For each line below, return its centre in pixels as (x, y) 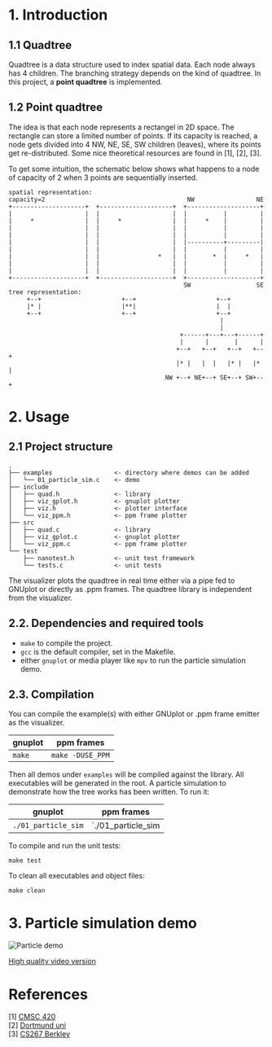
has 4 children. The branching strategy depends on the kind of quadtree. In (135, 73)
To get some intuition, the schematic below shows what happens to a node (134, 169)
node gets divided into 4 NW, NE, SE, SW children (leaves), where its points (135, 144)
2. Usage (39, 417)
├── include (29, 487)
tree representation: (45, 292)
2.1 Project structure (61, 447)
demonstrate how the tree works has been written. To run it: (109, 792)
